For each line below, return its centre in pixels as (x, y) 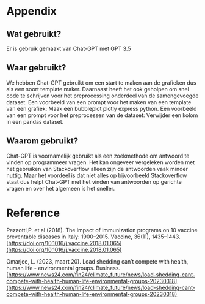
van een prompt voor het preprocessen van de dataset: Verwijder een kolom (102, 115)
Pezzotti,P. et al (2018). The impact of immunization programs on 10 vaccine (102, 230)
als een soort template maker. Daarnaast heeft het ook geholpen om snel (98, 89)
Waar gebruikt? (36, 68)
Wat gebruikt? (34, 34)
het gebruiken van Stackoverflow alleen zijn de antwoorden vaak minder (97, 169)
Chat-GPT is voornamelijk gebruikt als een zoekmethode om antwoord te (98, 156)
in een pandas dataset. (35, 121)
